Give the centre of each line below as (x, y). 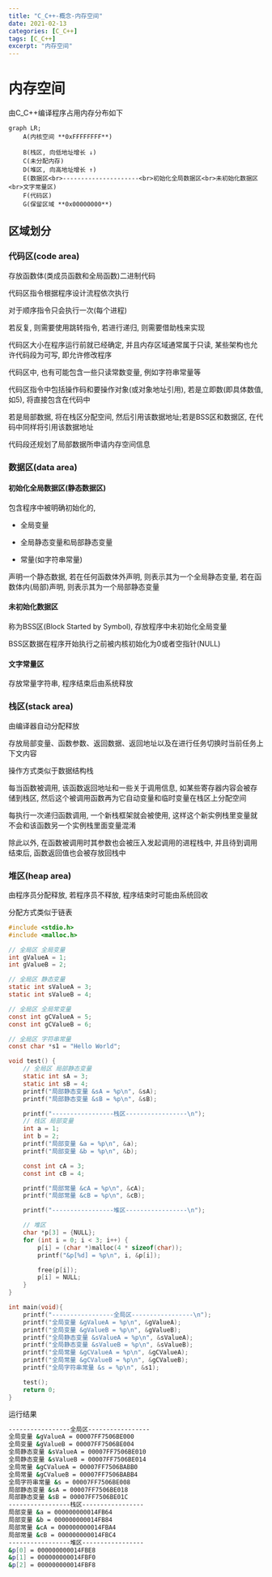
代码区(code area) (44, 257)
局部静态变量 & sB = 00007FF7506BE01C (68, 1497)
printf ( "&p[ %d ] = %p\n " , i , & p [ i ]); (99, 1255)
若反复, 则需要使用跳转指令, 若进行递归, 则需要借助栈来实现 (106, 327)
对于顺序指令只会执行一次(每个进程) (68, 310)
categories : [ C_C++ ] (43, 31)
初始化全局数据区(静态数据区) (57, 488)
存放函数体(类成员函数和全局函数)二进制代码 (82, 275)
